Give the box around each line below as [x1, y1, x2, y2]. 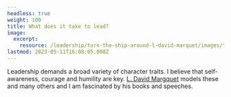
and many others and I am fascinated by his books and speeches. [7, 82, 194, 90]
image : [7, 29, 26, 36]
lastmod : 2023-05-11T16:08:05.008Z [7, 49, 109, 56]
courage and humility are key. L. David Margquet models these [41, 74, 219, 83]
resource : [19, 42, 48, 49]
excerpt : [13, 36, 38, 43]
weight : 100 [7, 17, 41, 23]
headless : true [7, 10, 51, 17]
